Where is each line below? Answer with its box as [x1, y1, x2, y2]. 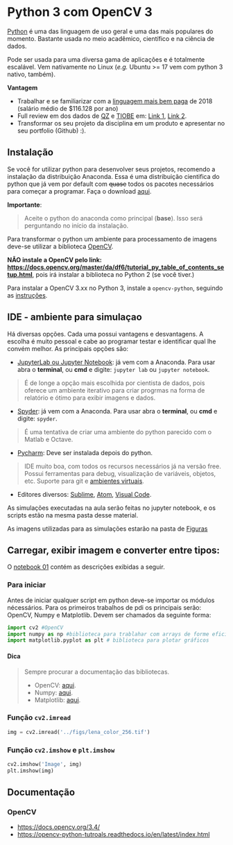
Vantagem [7, 83, 38, 92]
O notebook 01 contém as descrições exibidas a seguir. [7, 563, 165, 571]
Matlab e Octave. [24, 435, 74, 443]
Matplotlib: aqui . [34, 695, 81, 704]
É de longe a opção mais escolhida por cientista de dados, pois [24, 379, 205, 387]
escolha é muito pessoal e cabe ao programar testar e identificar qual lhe [7, 337, 216, 345]
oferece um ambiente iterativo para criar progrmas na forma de [24, 386, 205, 394]
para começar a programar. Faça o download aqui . [7, 187, 152, 195]
